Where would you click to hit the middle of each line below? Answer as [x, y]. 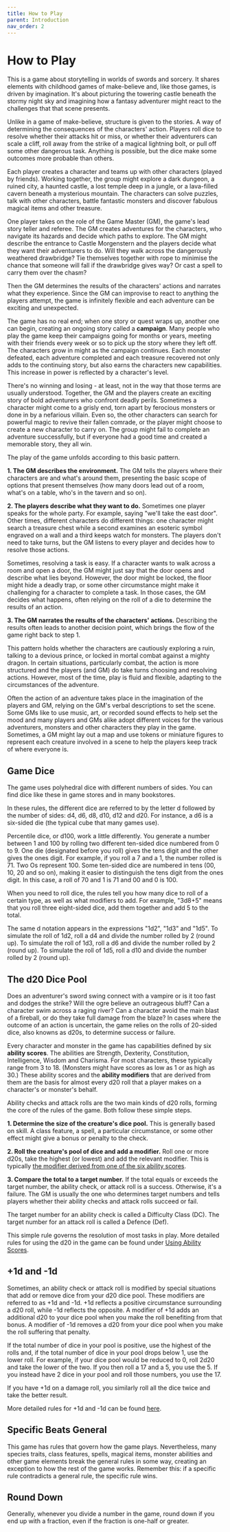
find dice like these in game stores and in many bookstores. [91, 795]
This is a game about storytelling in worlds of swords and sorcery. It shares [113, 79]
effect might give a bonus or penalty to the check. [78, 1138]
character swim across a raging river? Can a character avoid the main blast [113, 1010]
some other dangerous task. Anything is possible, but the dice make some [112, 151]
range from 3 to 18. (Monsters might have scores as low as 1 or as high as [111, 1067]
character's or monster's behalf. [53, 1089]
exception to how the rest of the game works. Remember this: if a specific [112, 1468]
